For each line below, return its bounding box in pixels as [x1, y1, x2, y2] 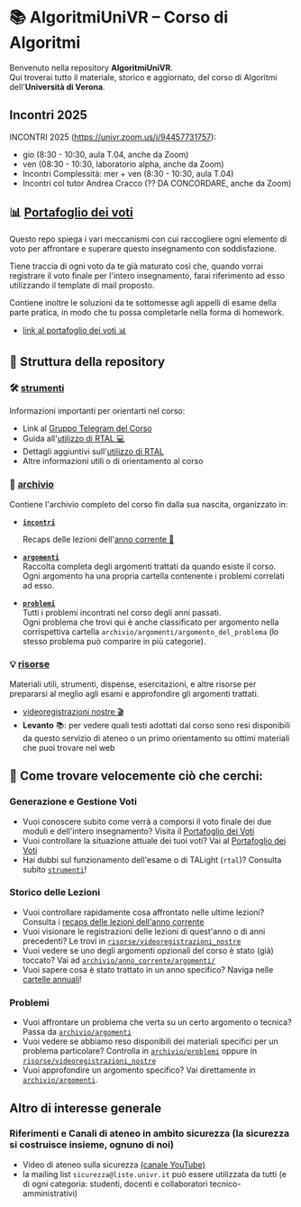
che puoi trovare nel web [22, 742, 115, 753]
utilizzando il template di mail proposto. [9, 279, 155, 290]
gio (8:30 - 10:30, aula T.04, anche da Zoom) [22, 149, 189, 160]
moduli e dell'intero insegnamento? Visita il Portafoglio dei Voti [22, 826, 255, 837]
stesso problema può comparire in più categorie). [22, 636, 206, 646]
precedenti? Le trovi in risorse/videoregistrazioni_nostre [22, 935, 242, 946]
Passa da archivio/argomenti [22, 1027, 132, 1038]
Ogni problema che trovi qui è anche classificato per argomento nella [22, 617, 279, 627]
